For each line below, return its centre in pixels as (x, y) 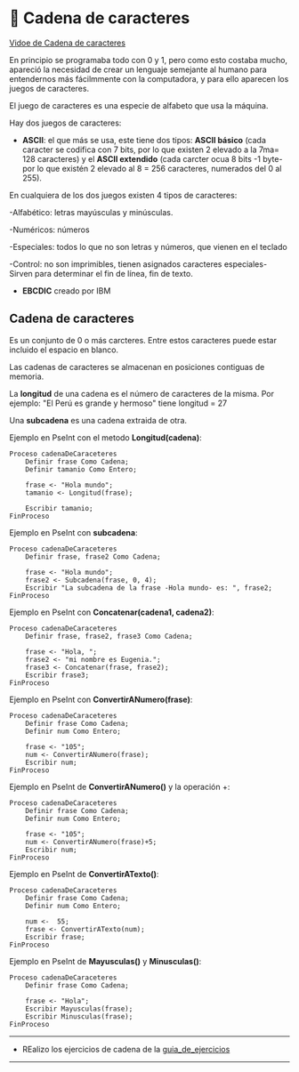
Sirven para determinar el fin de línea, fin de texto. (101, 273)
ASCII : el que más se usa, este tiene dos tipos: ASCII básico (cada (144, 140)
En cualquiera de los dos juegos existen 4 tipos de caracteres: (123, 195)
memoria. (27, 376)
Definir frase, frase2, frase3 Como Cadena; (109, 636)
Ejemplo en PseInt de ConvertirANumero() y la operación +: (120, 786)
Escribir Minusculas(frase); (79, 1016)
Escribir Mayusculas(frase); (79, 1009)
